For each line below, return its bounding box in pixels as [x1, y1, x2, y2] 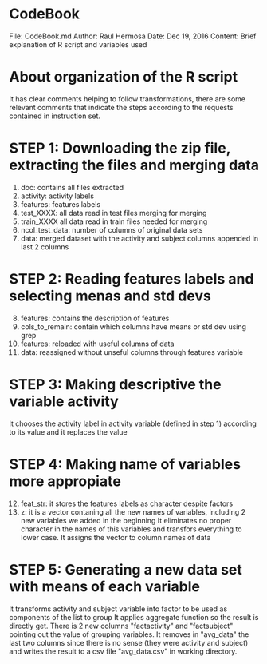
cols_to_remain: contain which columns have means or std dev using [20, 321, 246, 332]
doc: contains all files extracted [20, 182, 124, 192]
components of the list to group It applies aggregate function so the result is [9, 612, 259, 622]
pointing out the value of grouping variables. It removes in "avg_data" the [9, 629, 249, 639]
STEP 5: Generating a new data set [9, 560, 242, 579]
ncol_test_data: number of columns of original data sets [20, 225, 203, 234]
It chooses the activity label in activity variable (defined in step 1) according [9, 419, 257, 428]
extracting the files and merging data [9, 157, 260, 174]
